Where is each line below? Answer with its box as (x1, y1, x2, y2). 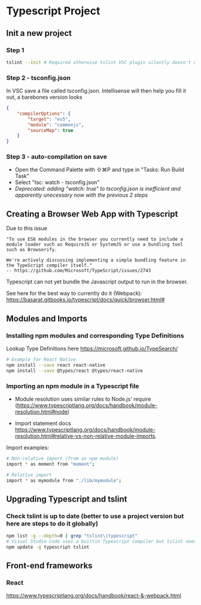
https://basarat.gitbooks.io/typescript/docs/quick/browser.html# (6, 296, 165, 303)
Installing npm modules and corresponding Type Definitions (6, 331, 184, 340)
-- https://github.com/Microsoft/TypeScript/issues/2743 (6, 268, 151, 274)
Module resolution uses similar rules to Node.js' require (14, 395, 151, 402)
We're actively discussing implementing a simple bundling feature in (6, 257, 186, 264)
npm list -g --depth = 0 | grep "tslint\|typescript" (6, 533, 138, 539)
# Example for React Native (6, 356, 77, 362)
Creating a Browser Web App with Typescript (6, 209, 178, 219)
